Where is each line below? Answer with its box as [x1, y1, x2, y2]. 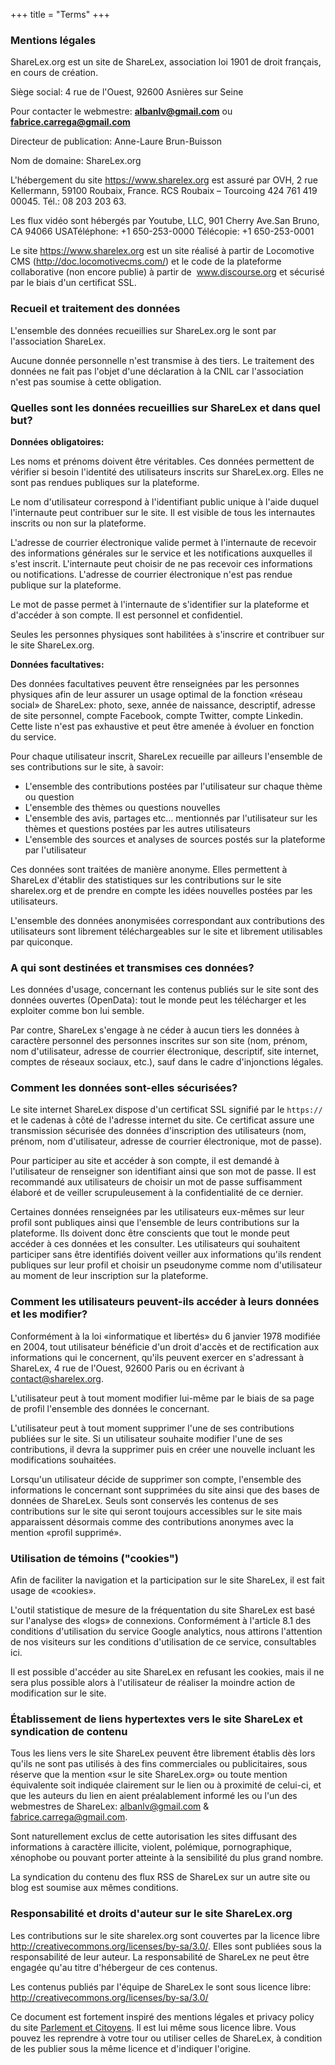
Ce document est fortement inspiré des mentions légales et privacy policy [10, 2010, 315, 2023]
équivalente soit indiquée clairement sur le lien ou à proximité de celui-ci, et [10, 1779, 322, 1791]
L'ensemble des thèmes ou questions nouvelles [24, 801, 221, 813]
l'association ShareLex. [10, 335, 107, 347]
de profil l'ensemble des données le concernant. [10, 1402, 210, 1414]
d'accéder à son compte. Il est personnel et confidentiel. [10, 609, 243, 621]
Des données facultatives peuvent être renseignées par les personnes [10, 677, 300, 689]
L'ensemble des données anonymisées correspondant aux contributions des [10, 914, 325, 926]
